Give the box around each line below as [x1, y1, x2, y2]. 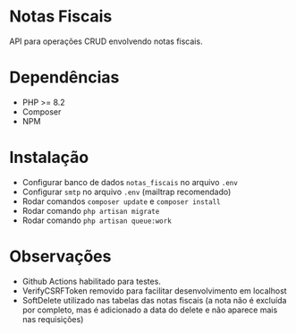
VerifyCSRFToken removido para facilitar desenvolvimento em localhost [21, 285, 288, 296]
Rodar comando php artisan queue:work [21, 215, 172, 226]
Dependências [9, 67, 120, 88]
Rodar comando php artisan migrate [21, 205, 160, 216]
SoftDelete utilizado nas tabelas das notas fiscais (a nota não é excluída [21, 295, 287, 305]
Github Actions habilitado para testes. [21, 276, 161, 286]
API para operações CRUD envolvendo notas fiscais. [9, 36, 203, 47]
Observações [9, 246, 112, 266]
